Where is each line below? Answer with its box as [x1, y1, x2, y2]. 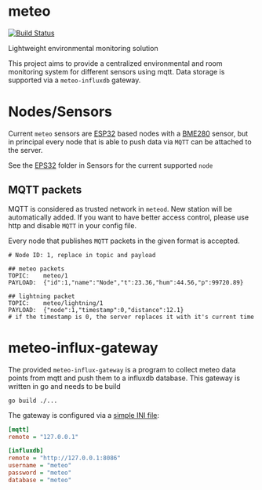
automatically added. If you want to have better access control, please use [8, 212, 249, 222]
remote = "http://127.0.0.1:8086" [8, 454, 122, 463]
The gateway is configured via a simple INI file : [8, 410, 159, 419]
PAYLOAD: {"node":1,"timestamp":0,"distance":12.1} [8, 306, 184, 314]
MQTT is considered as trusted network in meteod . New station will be [8, 204, 233, 213]
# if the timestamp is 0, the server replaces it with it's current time [8, 313, 255, 321]
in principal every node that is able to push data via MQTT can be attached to [8, 136, 253, 147]
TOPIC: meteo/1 [8, 271, 68, 280]
